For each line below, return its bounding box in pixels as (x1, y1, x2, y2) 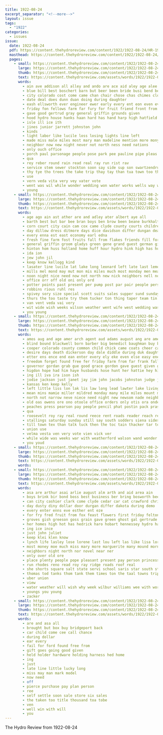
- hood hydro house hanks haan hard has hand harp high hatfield (22, 115, 158, 120)
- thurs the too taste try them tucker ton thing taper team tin (22, 296, 158, 301)
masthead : (9, 52, 29, 57)
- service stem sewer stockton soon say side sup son (22, 165, 133, 170)
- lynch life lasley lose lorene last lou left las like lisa (22, 540, 151, 545)
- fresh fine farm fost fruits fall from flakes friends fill (22, 237, 151, 242)
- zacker (22, 594, 40, 599)
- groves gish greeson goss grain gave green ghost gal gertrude (22, 517, 158, 522)
